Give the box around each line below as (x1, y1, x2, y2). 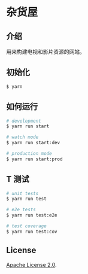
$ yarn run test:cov (6, 229, 58, 235)
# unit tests (6, 190, 39, 196)
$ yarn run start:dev (6, 140, 60, 146)
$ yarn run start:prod (6, 156, 63, 162)
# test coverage (6, 223, 47, 229)
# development (6, 118, 42, 124)
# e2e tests (6, 207, 36, 213)
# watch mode (6, 134, 39, 141)
